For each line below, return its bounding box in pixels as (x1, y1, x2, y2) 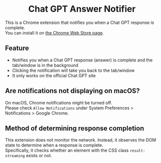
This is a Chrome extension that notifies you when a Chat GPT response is (5, 20, 155, 25)
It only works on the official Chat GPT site (12, 72, 96, 79)
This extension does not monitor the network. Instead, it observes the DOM (5, 137, 156, 143)
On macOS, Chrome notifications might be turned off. (5, 100, 112, 105)
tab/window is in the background (12, 62, 79, 68)
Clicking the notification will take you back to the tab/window (12, 67, 135, 73)
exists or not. (26, 153, 52, 159)
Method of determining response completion (5, 124, 144, 132)
